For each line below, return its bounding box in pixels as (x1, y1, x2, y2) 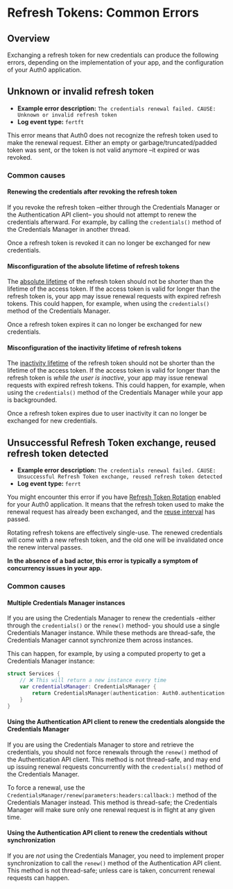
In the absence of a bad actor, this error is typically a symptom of (7, 557, 199, 565)
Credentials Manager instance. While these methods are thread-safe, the (7, 629, 216, 637)
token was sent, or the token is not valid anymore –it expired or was (7, 146, 200, 154)
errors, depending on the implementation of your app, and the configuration (7, 58, 224, 67)
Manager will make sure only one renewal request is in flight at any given (7, 805, 216, 813)
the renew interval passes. (7, 543, 83, 552)
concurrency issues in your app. (7, 564, 103, 573)
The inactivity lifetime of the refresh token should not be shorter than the (7, 359, 215, 367)
